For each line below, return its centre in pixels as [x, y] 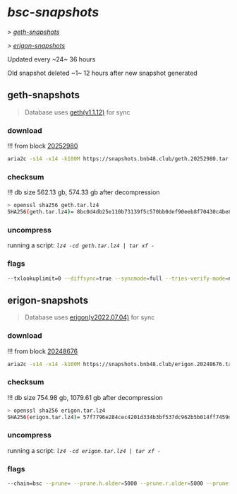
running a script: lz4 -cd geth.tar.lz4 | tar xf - [81, 245]
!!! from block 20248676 [43, 351]
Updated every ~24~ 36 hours [51, 59]
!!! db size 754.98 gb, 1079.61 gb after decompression [85, 397]
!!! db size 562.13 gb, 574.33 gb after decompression [84, 192]
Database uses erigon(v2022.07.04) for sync [90, 317]
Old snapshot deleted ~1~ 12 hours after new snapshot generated [102, 73]
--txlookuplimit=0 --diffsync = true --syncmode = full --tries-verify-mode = [118, 278]
